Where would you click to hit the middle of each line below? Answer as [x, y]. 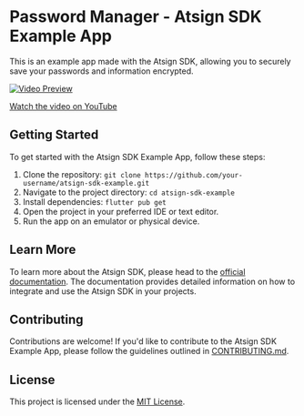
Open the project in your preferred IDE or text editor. [121, 211]
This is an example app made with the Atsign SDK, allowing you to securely [150, 61]
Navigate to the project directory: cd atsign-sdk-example [128, 192]
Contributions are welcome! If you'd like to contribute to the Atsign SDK [143, 341]
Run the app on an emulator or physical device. [111, 221]
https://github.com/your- [193, 175]
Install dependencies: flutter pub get [94, 201]
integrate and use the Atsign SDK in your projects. [103, 291]
